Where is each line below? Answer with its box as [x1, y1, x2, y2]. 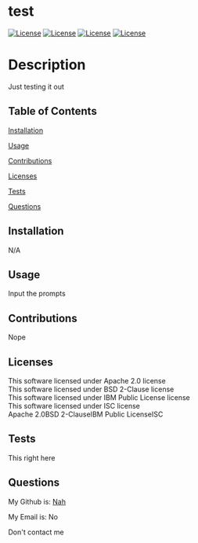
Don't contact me [8, 527, 64, 537]
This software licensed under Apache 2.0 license [8, 376, 166, 385]
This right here [8, 453, 56, 462]
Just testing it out [8, 82, 65, 91]
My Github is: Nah [8, 497, 67, 506]
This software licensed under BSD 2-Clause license [8, 384, 175, 394]
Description [8, 56, 86, 74]
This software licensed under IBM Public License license [8, 392, 190, 402]
